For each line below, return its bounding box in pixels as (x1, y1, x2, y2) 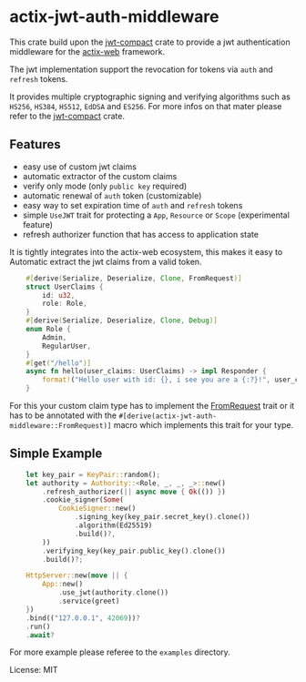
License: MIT (9, 665, 58, 676)
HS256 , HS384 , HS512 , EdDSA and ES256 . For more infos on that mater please (9, 100, 282, 111)
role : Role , (42, 299, 88, 309)
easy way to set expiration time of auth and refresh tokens (22, 199, 243, 210)
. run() (25, 622, 51, 631)
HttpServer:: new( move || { (25, 571, 128, 580)
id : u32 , (42, 290, 76, 300)
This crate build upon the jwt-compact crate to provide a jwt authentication (9, 36, 291, 47)
